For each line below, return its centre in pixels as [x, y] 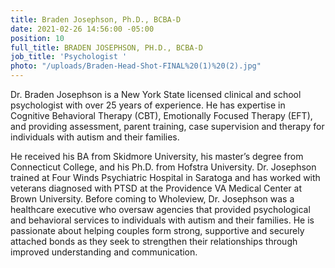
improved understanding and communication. [104, 252]
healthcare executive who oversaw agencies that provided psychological [160, 209]
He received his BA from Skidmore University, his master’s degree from [157, 156]
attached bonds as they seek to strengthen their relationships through [154, 241]
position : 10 [37, 38]
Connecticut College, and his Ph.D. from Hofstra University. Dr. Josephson [163, 167]
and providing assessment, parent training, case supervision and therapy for [167, 126]
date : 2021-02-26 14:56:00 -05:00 [82, 29]
